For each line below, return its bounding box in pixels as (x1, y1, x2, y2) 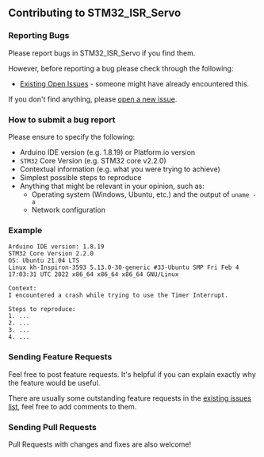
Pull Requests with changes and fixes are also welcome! (8, 440, 192, 449)
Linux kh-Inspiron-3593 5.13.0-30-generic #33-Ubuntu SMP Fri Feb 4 (8, 263, 239, 272)
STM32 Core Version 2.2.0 (8, 250, 94, 258)
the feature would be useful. (8, 378, 101, 387)
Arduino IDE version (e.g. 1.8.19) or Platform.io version (19, 147, 196, 157)
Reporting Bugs (8, 30, 70, 41)
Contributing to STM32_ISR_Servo (8, 6, 182, 20)
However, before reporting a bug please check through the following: (8, 63, 234, 73)
